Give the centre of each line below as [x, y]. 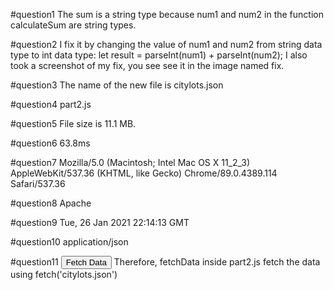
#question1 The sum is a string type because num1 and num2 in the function [167, 14]
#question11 [34, 262]
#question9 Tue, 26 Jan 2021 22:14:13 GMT [100, 222]
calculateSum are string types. [73, 25]
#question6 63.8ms [50, 143]
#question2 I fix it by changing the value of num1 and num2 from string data [166, 44]
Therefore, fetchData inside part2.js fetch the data [217, 262]
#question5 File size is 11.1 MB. [73, 123]
